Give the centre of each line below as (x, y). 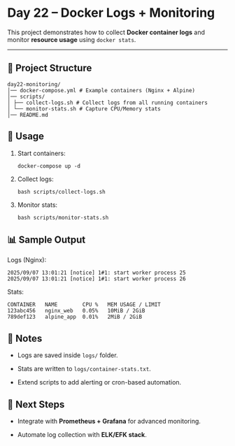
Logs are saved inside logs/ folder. (67, 355)
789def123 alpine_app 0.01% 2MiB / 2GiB (74, 317)
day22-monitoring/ (34, 84)
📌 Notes (25, 338)
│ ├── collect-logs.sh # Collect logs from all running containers (108, 103)
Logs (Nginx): (27, 260)
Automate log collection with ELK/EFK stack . (82, 434)
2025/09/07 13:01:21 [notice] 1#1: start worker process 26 (97, 279)
